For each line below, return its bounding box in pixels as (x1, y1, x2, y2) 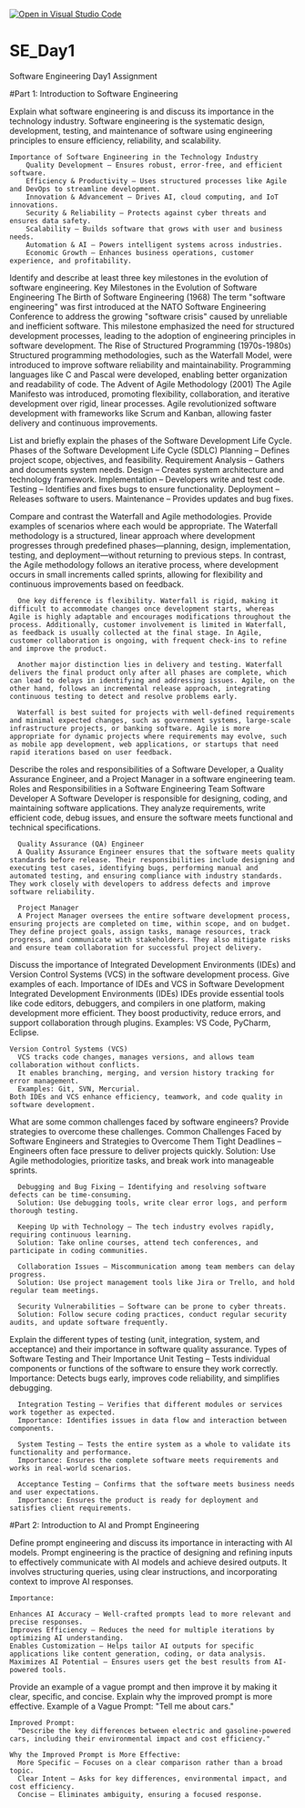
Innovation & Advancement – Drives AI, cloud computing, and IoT (25, 192, 280, 201)
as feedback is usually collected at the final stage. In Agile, (9, 628, 262, 637)
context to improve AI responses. (9, 1576, 134, 1587)
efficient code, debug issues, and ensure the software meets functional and (9, 812, 294, 823)
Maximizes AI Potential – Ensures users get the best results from (9, 1657, 271, 1667)
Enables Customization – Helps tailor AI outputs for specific (9, 1641, 255, 1650)
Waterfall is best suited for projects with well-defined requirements (17, 707, 296, 717)
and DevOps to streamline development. (9, 184, 161, 193)
